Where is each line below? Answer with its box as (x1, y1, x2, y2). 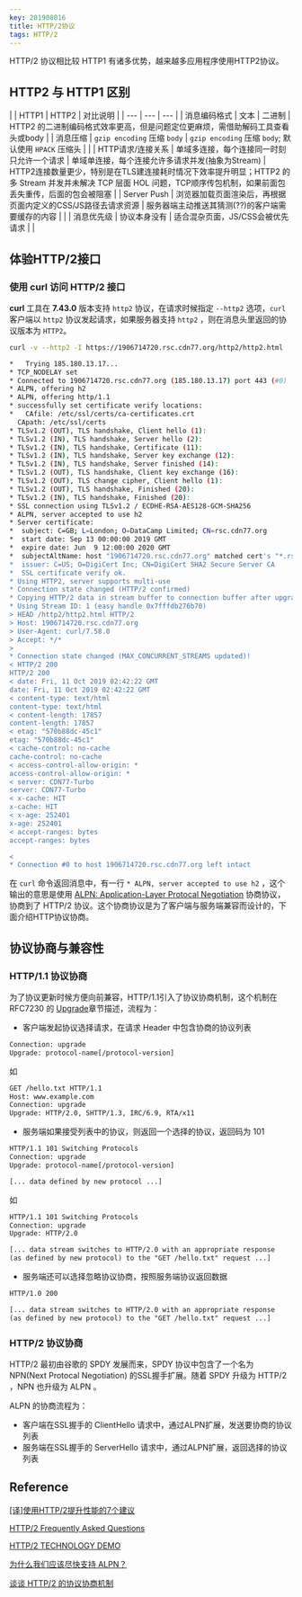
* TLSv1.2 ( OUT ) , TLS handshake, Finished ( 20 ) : (9, 485, 195, 494)
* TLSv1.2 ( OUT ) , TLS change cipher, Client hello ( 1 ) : (9, 477, 223, 486)
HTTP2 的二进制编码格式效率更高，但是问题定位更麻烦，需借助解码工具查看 (9, 121, 289, 132)
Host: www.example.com (9, 1092, 94, 1102)
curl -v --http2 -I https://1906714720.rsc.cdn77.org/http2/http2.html (9, 343, 283, 352)
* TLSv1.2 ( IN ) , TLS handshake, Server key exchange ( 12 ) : (9, 451, 235, 460)
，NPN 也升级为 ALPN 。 (9, 1381, 102, 1392)
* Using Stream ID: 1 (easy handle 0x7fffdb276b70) (9, 602, 207, 611)
